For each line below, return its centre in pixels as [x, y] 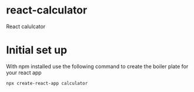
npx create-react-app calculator [47, 83]
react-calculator [47, 10]
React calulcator [26, 26]
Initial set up [37, 50]
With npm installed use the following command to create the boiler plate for [97, 66]
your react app [24, 72]
